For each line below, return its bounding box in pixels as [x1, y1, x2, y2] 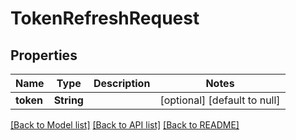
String [53, 93, 84, 107]
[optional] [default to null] [159, 93, 281, 107]
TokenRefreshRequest [10, 7, 200, 30]
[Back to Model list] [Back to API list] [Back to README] [10, 119, 240, 131]
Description [93, 77, 151, 90]
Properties [10, 47, 78, 64]
